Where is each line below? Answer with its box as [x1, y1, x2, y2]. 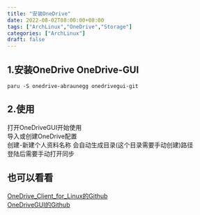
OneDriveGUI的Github [7, 200, 70, 209]
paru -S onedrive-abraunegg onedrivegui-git [7, 82, 139, 89]
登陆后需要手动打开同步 [7, 149, 75, 158]
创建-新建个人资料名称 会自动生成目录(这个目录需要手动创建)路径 [7, 140, 194, 149]
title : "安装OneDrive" [7, 10, 71, 17]
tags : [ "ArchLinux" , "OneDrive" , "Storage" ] [7, 23, 132, 30]
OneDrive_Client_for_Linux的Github [7, 191, 108, 200]
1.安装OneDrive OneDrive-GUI [7, 64, 139, 75]
